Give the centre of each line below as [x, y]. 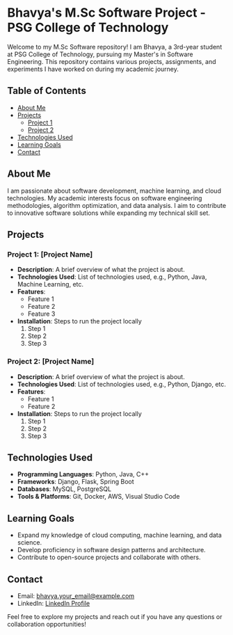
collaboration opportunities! [47, 624]
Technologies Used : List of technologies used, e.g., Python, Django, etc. [121, 384]
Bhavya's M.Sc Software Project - [107, 13]
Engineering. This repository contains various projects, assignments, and [112, 61]
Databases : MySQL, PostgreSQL [64, 489]
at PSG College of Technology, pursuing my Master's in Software [100, 54]
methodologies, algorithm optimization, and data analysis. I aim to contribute [117, 205]
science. [30, 542]
